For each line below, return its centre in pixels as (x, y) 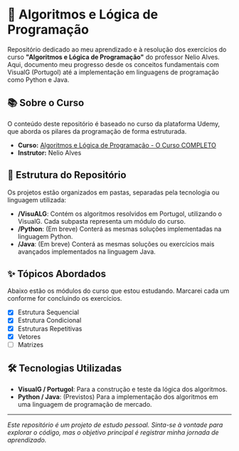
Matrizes (31, 344)
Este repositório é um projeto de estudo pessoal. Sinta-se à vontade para (115, 425)
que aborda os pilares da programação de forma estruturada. (97, 131)
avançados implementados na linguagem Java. (87, 252)
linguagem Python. (45, 236)
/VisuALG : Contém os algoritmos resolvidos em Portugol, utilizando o (120, 214)
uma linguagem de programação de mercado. (85, 404)
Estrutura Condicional (49, 321)
